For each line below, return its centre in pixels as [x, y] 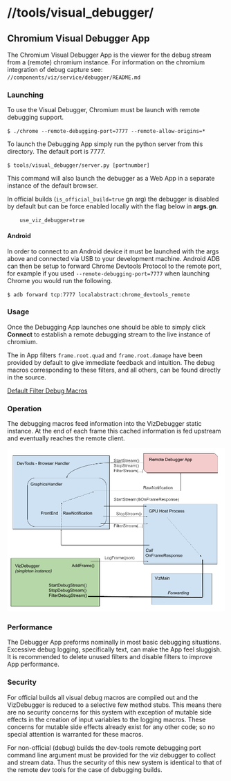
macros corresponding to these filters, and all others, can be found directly [114, 370]
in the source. [27, 377]
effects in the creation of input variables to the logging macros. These [107, 719]
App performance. [34, 664]
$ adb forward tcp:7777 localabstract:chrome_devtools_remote [99, 295]
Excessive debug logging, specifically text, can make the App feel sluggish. [114, 649]
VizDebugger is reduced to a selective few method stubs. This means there [114, 705]
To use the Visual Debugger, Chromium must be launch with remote [104, 110]
